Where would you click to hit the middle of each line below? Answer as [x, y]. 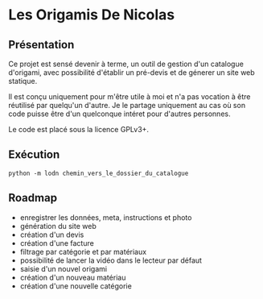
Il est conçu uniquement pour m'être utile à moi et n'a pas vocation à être [129, 97]
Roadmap [33, 198]
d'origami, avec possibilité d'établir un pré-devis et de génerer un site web [131, 73]
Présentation [41, 45]
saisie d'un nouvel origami [63, 268]
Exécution [34, 155]
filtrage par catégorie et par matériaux [83, 251]
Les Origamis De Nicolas [92, 15]
